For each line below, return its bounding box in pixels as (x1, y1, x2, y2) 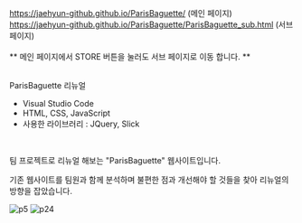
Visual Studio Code (22, 98, 95, 108)
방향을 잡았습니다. (9, 186, 73, 196)
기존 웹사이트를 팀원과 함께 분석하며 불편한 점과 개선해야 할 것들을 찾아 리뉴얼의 (9, 174, 289, 185)
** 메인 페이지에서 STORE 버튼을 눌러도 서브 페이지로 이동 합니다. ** (9, 51, 251, 61)
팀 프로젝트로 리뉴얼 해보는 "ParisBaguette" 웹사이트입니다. (9, 155, 222, 165)
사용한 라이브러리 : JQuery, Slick (22, 118, 140, 129)
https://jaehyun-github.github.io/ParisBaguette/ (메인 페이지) (9, 8, 232, 18)
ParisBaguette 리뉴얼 (9, 80, 86, 90)
